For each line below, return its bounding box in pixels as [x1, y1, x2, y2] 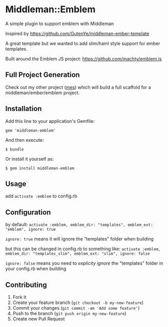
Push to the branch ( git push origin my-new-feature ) [12, 311, 127, 316]
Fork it [12, 294, 27, 300]
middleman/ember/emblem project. [5, 90, 80, 96]
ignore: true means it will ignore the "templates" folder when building [5, 236, 154, 242]
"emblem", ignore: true [5, 227, 56, 232]
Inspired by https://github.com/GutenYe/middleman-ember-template [5, 30, 150, 36]
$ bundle [5, 147, 24, 152]
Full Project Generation [5, 71, 80, 79]
